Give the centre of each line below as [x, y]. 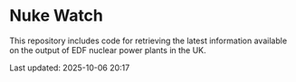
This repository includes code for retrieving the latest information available [148, 41]
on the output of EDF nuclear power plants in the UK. [108, 50]
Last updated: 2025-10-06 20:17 [70, 68]
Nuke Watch [57, 16]
